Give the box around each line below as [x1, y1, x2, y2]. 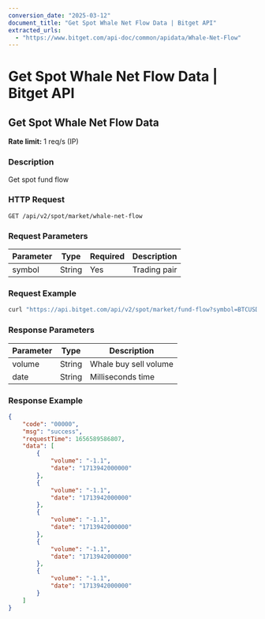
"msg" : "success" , [22, 428, 83, 436]
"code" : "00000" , [22, 420, 80, 428]
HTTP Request [8, 194, 65, 206]
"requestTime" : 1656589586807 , [22, 435, 125, 443]
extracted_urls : [8, 26, 62, 34]
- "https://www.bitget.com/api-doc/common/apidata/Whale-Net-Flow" [15, 33, 242, 42]
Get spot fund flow [8, 175, 69, 184]
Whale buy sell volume [89, 358, 174, 369]
